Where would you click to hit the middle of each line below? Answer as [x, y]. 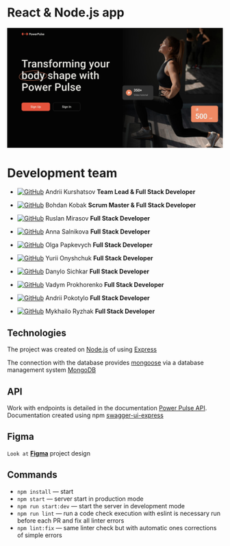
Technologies [37, 333]
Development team [62, 173]
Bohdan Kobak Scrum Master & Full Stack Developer [121, 205]
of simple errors [40, 535]
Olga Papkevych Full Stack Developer [99, 245]
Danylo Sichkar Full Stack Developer [97, 271]
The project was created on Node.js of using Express [82, 349]
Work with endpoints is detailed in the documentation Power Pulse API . [107, 408]
